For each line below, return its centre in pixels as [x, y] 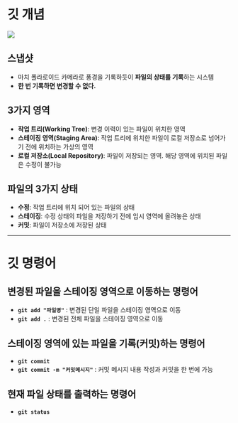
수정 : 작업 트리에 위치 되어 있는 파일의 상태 [76, 208]
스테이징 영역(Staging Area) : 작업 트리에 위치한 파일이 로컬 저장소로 [112, 138]
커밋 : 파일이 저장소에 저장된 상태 [62, 225]
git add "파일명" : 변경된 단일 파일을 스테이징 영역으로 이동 [99, 310]
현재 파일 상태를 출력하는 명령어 [72, 394]
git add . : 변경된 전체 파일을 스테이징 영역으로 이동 [90, 319]
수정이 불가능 [43, 164]
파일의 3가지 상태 [42, 189]
